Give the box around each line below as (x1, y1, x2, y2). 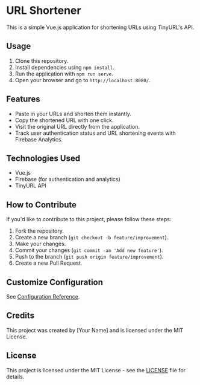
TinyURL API (14, 182, 46, 189)
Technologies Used (6, 153, 80, 163)
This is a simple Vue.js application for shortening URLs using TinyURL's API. (6, 24, 195, 31)
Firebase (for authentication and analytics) (14, 176, 120, 183)
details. (6, 373, 25, 380)
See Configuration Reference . (6, 293, 80, 300)
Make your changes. (14, 240, 66, 248)
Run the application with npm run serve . (14, 70, 113, 77)
